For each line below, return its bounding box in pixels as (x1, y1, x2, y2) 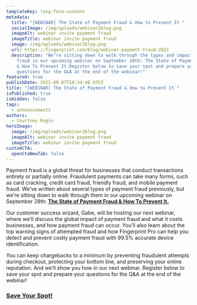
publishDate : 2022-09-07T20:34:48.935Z (6, 80, 104, 86)
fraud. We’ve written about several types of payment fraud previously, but (6, 186, 185, 193)
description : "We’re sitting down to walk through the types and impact (11, 52, 193, 58)
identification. (6, 240, 39, 247)
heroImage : (6, 123, 33, 129)
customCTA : (6, 145, 33, 151)
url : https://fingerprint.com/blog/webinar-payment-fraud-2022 (11, 47, 169, 53)
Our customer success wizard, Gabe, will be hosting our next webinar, (6, 209, 176, 216)
